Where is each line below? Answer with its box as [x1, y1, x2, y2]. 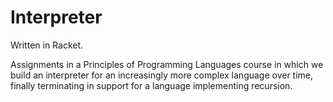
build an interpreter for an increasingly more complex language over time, [10, 69, 314, 81]
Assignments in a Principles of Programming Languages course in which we [10, 58, 324, 70]
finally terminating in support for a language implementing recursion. [10, 79, 293, 91]
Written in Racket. [10, 39, 84, 51]
